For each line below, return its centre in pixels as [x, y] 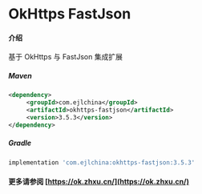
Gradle [20, 143]
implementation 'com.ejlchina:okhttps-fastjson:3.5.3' [102, 162]
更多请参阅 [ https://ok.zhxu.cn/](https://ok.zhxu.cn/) [99, 182]
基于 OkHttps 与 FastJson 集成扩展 [65, 57]
